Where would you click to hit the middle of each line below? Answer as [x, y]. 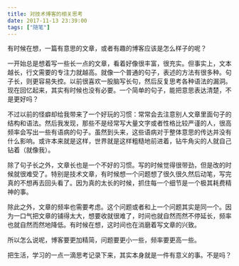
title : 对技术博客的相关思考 [45, 14]
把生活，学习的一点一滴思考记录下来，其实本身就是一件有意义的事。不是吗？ [119, 255]
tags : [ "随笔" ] [29, 27]
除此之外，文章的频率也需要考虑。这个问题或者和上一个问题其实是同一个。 [116, 207]
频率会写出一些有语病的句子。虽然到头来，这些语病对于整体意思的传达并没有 [119, 132]
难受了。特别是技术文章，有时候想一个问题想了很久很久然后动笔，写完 [129, 174]
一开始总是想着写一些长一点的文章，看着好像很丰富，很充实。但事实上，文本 [119, 63]
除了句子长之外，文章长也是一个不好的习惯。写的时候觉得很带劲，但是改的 [116, 165]
